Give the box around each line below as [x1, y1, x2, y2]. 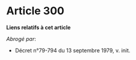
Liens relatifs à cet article [6, 24, 71, 31]
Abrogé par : [6, 35, 36, 42]
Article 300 [6, 4, 64, 18]
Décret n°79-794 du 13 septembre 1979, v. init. [14, 46, 131, 54]
